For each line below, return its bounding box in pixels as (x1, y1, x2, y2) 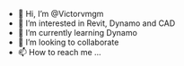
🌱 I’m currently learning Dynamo (17, 28, 137, 37)
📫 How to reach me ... (17, 47, 101, 57)
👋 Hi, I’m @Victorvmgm (17, 9, 104, 19)
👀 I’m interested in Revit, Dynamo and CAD (17, 18, 176, 29)
